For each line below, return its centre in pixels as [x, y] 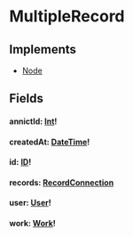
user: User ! [30, 203]
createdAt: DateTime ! [50, 142]
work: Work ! [32, 223]
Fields [27, 98]
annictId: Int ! [33, 121]
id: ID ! [20, 162]
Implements [43, 49]
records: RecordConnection [62, 182]
